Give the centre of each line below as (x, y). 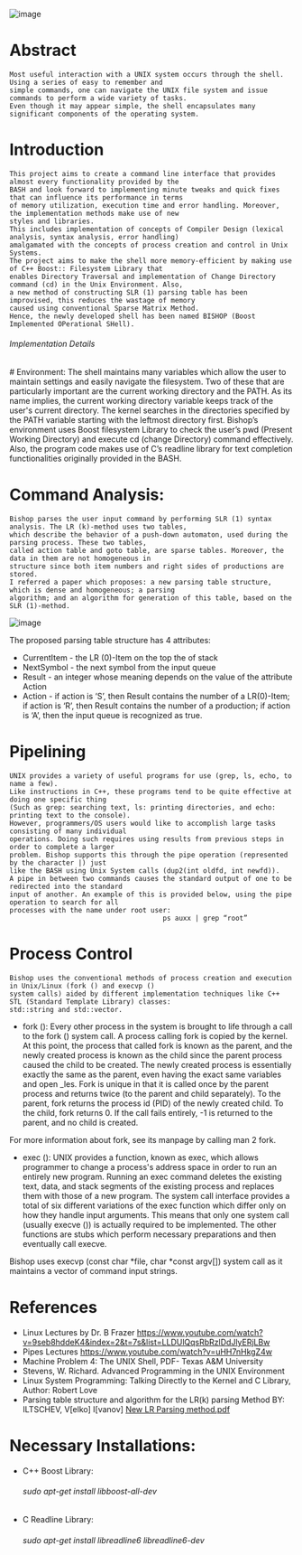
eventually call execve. (64, 1243)
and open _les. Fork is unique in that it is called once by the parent (145, 1083)
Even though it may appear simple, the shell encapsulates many (133, 106)
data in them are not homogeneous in (80, 559)
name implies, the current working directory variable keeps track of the (141, 401)
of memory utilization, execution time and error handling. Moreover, (145, 205)
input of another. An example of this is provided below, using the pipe (151, 895)
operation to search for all (64, 902)
